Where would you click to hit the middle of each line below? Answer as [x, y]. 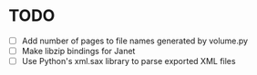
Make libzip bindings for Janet [78, 51]
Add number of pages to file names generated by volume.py [134, 41]
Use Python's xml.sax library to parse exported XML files [128, 61]
